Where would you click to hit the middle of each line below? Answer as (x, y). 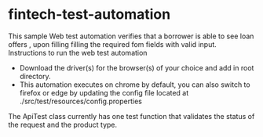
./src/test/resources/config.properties (81, 101)
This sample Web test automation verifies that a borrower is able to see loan (131, 36)
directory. (35, 76)
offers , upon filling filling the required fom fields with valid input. (113, 44)
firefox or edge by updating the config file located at (104, 92)
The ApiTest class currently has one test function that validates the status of (131, 116)
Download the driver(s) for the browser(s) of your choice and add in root (137, 67)
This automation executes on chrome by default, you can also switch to (135, 85)
